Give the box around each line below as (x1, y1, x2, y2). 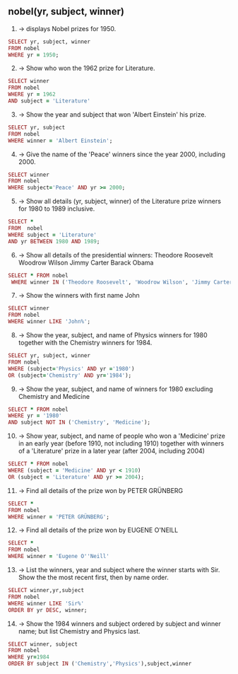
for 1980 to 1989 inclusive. (18, 204, 95, 213)
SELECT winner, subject (8, 640, 78, 648)
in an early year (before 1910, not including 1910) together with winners (18, 439, 225, 448)
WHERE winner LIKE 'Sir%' (8, 600, 84, 607)
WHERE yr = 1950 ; (8, 51, 59, 59)
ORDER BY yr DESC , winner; (8, 606, 88, 614)
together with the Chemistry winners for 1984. (18, 339, 153, 347)
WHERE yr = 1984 (8, 653, 50, 661)
